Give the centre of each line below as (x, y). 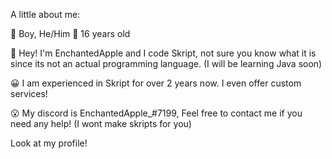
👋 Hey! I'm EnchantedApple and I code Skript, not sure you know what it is (163, 53)
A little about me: (45, 14)
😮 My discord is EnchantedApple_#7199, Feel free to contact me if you (156, 113)
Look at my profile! (49, 143)
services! (29, 93)
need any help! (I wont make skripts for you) (101, 123)
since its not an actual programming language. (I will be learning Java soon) (166, 63)
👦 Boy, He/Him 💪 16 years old (70, 33)
